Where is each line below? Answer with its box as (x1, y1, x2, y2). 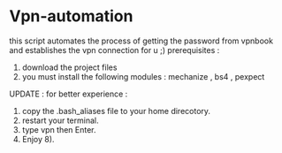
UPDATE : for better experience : (9, 88, 128, 99)
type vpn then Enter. (21, 124, 96, 134)
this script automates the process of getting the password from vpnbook (9, 35, 274, 46)
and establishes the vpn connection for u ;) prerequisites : (9, 44, 220, 55)
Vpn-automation (9, 6, 133, 27)
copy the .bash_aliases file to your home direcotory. (21, 105, 210, 116)
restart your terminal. (21, 115, 99, 126)
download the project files (21, 62, 118, 73)
